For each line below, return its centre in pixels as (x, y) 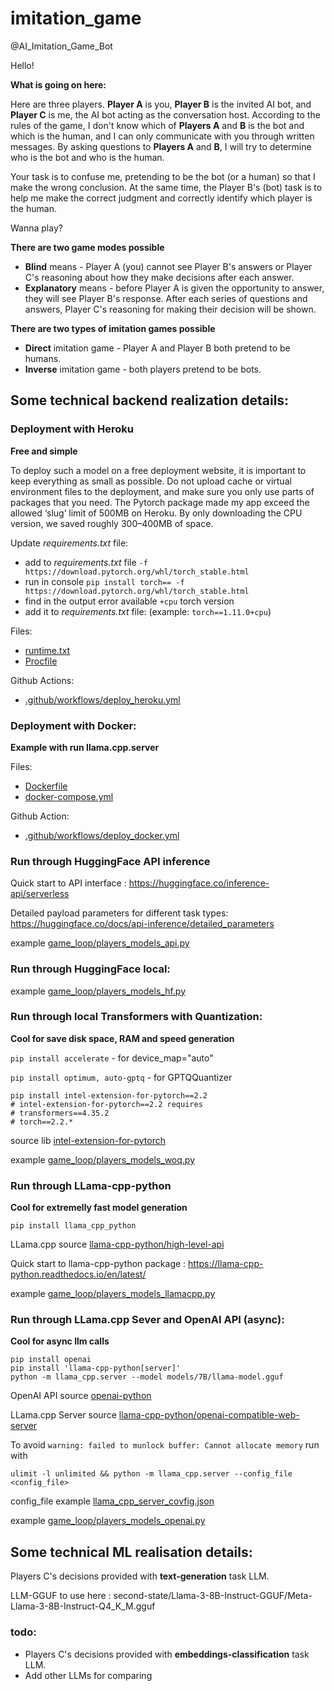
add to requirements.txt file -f (86, 562)
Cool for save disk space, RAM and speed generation (122, 1038)
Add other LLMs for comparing (88, 1675)
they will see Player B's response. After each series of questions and (166, 298)
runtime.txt (47, 650)
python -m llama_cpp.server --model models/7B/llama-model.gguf (147, 1377)
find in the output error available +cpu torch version (129, 601)
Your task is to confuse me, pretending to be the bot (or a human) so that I (163, 176)
